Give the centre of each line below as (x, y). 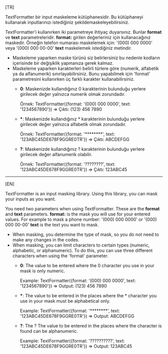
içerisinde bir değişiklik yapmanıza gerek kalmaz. (63, 63)
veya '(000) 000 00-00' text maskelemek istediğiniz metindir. (69, 48)
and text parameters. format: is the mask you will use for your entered (78, 214)
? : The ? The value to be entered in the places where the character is (91, 326)
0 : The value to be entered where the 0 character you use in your (87, 265)
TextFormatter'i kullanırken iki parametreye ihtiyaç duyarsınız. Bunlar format (83, 32)
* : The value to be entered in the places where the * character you (88, 296)
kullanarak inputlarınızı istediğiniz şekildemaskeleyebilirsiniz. (67, 22)
